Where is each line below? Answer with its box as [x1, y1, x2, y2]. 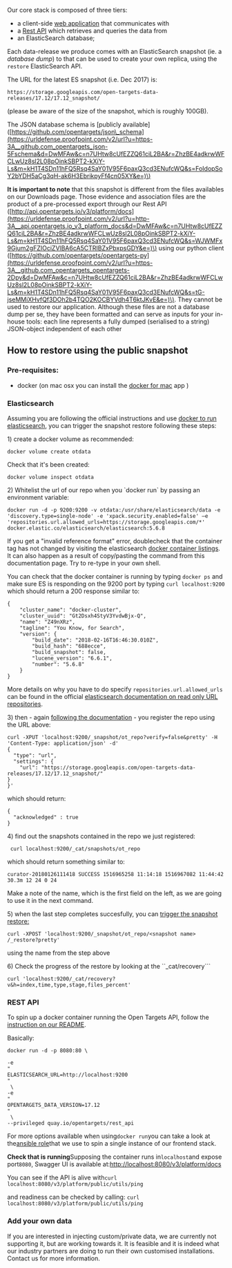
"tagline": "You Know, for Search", [19, 624, 126, 631]
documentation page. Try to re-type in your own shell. [7, 559, 161, 567]
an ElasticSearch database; [17, 34, 95, 42]
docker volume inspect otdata [7, 474, 95, 481]
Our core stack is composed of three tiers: [7, 6, 128, 14]
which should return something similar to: [7, 857, 126, 866]
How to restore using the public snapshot [7, 345, 188, 357]
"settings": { [13, 758, 54, 765]
